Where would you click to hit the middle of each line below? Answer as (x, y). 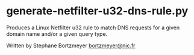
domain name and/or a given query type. (57, 33)
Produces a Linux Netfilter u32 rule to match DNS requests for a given (93, 27)
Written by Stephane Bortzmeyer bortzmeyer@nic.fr (71, 45)
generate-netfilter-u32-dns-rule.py (97, 11)
